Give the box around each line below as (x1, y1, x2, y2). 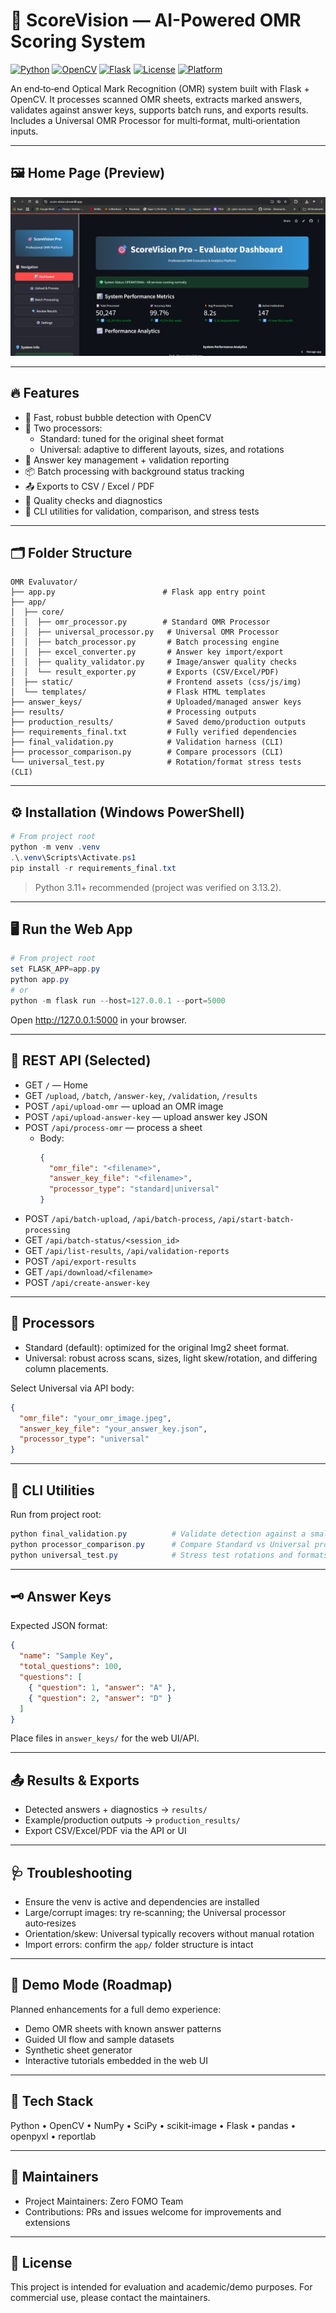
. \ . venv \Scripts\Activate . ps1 (10, 852, 137, 863)
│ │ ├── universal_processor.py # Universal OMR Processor (10, 627, 280, 638)
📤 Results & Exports (10, 1772, 140, 1789)
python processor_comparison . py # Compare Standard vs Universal (10, 1539, 311, 1549)
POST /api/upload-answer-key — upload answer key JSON (24, 1110, 268, 1123)
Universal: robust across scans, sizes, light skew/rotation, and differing (24, 1352, 318, 1364)
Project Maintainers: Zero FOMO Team (24, 2195, 184, 2207)
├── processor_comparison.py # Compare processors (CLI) (10, 747, 284, 758)
